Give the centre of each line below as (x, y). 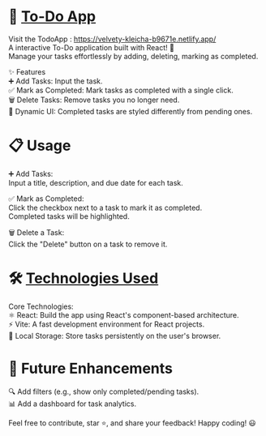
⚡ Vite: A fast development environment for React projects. (107, 324)
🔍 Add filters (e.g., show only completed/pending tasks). (104, 391)
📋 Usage (40, 146)
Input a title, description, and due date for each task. (96, 182)
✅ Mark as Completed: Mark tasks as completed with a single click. (121, 90)
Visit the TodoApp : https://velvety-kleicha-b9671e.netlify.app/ (112, 39)
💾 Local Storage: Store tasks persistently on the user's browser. (115, 336)
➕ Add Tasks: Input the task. (56, 81)
